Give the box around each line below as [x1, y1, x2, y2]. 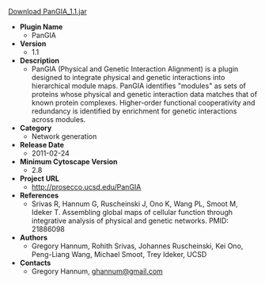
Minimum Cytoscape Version [19, 157, 118, 166]
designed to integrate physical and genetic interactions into [31, 73, 225, 82]
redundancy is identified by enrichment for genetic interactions [31, 106, 237, 116]
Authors [19, 233, 47, 242]
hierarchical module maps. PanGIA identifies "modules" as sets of [31, 81, 247, 90]
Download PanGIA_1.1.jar [8, 7, 87, 16]
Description [19, 56, 59, 65]
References [19, 190, 59, 200]
